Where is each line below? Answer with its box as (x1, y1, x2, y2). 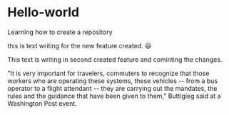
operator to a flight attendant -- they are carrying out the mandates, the (7, 84, 218, 92)
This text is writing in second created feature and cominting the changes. (7, 55, 223, 64)
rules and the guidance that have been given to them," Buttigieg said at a (7, 92, 221, 100)
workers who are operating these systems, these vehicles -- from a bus (7, 76, 218, 85)
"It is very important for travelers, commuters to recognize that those (7, 69, 210, 77)
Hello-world (7, 4, 80, 21)
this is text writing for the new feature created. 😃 (7, 41, 152, 50)
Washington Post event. (7, 99, 77, 107)
